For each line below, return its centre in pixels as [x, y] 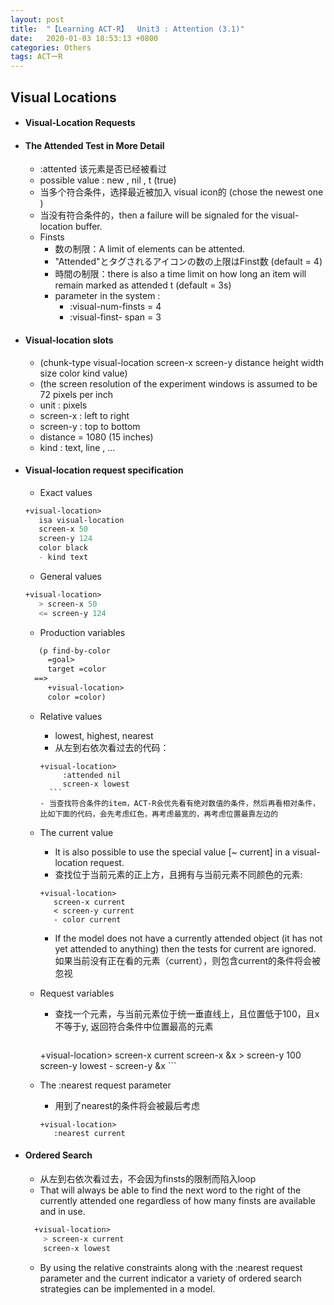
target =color [77, 669]
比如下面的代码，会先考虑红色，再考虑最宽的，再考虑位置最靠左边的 [159, 814]
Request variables [77, 993]
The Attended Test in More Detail [94, 145]
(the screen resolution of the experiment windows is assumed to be [178, 383]
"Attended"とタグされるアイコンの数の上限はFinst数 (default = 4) [188, 262]
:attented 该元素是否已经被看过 [103, 169]
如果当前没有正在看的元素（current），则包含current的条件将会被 [188, 960]
